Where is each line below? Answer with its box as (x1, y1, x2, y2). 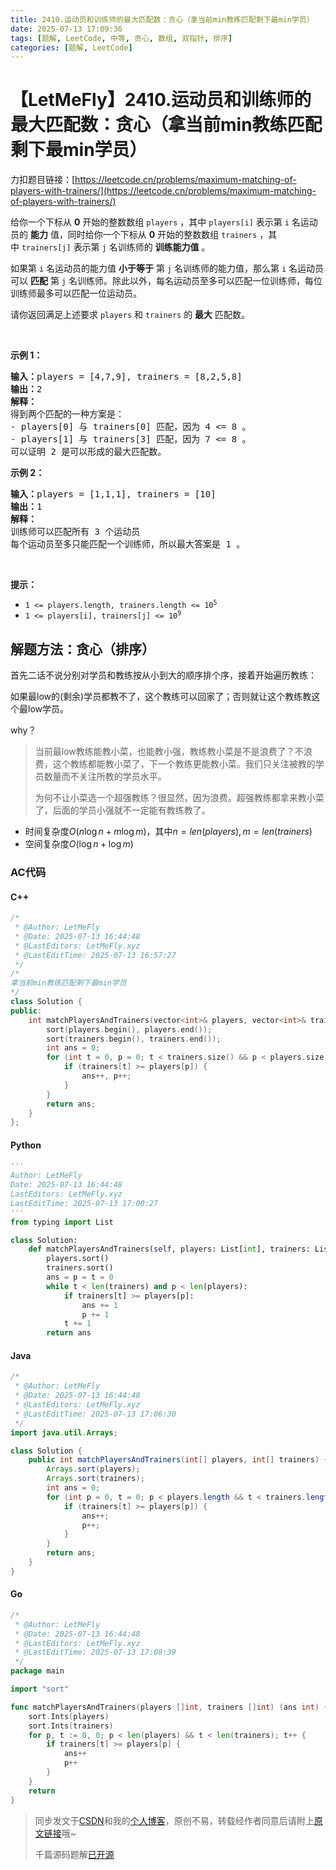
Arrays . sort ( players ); (46, 1464, 141, 1475)
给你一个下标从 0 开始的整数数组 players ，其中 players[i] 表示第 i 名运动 (10, 216, 318, 228)
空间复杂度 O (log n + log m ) (24, 838, 134, 850)
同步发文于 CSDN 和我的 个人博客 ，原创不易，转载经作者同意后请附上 (34, 1814, 315, 1826)
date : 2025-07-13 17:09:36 (10, 24, 123, 34)
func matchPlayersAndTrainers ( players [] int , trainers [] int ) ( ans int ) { (10, 1702, 329, 1712)
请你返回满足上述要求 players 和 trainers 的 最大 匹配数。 (10, 309, 251, 321)
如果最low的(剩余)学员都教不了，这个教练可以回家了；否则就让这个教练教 (10, 691, 312, 702)
